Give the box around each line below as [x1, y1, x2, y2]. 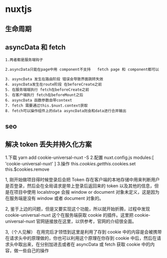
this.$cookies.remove [5, 166, 50, 172]
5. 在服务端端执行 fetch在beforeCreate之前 [5, 87, 90, 93]
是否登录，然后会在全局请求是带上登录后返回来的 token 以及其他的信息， [5, 183, 155, 189]
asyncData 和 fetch [5, 43, 66, 51]
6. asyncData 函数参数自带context [5, 98, 72, 103]
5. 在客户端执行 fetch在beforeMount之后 [5, 93, 84, 98]
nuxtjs [5, 3, 32, 15]
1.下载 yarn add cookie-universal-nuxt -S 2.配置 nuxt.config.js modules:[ [5, 154, 154, 160]
